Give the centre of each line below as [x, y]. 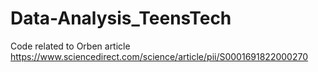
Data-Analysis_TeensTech [121, 18]
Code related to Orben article [70, 46]
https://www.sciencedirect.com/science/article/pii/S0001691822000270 [159, 56]
